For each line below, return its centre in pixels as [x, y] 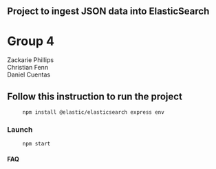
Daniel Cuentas [29, 74]
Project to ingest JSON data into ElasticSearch [108, 11]
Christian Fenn [28, 68]
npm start [36, 144]
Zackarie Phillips [30, 60]
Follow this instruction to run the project [95, 96]
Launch [20, 130]
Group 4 [31, 41]
